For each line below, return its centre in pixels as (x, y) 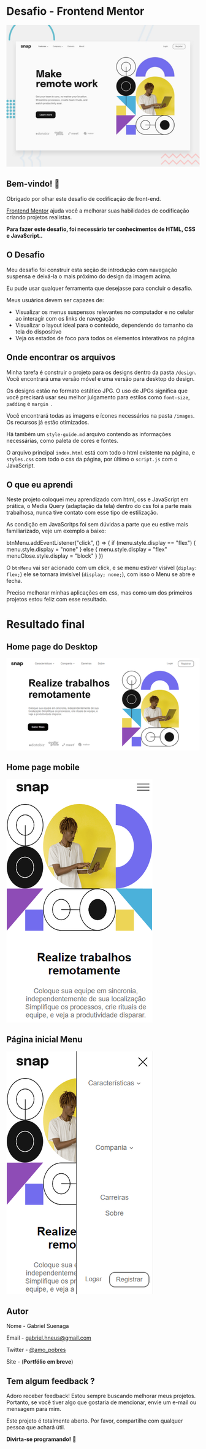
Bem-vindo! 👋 (33, 184)
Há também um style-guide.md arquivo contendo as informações (89, 434)
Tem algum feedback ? (51, 1381)
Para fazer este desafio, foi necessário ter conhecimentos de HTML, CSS (101, 229)
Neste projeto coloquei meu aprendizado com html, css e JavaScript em (97, 499)
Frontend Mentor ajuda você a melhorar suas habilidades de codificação (98, 211)
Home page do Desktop (52, 646)
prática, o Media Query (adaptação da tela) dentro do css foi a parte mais (99, 506)
